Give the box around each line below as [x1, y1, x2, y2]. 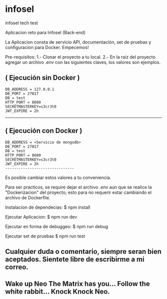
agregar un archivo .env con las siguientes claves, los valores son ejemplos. [5, 59, 161, 65]
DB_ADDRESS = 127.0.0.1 [5, 87, 55, 92]
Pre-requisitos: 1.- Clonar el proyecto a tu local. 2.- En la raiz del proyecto [5, 54, 156, 60]
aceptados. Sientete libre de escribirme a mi [5, 255, 145, 263]
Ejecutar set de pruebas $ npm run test [5, 233, 85, 239]
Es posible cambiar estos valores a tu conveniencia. [5, 175, 111, 180]
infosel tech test [5, 20, 38, 26]
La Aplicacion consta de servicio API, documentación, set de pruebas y [5, 39, 152, 45]
